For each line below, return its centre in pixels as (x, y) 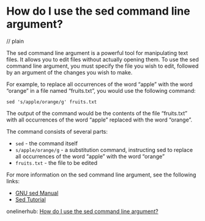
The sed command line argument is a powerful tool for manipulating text (97, 53)
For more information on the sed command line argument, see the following (101, 175)
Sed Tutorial (30, 199)
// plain (15, 41)
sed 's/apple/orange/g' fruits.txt (52, 102)
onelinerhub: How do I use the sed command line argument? (82, 211)
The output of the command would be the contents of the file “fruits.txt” (97, 113)
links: (13, 181)
